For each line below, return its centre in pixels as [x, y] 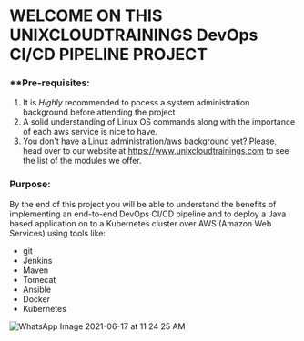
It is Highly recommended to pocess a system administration [136, 103]
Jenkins [37, 260]
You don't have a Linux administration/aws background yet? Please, [150, 141]
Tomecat [39, 279]
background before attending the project [99, 112]
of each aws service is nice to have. [90, 132]
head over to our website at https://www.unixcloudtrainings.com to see [156, 151]
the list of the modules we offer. [82, 161]
